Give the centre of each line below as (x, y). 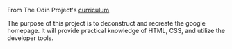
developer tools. (30, 38)
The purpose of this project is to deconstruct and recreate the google (107, 23)
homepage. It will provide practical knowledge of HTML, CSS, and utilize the (116, 31)
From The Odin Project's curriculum (58, 10)
